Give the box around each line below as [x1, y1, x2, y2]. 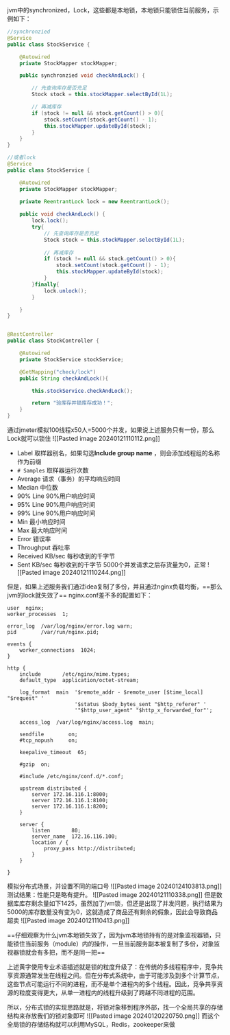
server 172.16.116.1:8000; [31, 791, 109, 798]
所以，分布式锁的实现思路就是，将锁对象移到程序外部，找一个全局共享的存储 [7, 1003, 223, 1011]
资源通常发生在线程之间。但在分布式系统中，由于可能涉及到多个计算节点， [12, 971, 223, 979]
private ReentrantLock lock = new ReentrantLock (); [19, 198, 170, 205]
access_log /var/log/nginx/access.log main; [19, 719, 155, 726]
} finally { [31, 281, 60, 288]
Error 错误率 [16, 535, 51, 543]
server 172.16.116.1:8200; [31, 803, 109, 810]
